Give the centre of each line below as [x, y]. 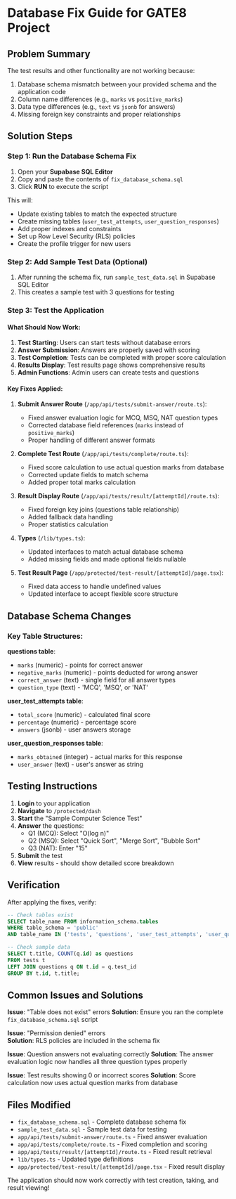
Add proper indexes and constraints [69, 228]
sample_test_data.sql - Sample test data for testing [92, 1129]
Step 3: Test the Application [56, 310]
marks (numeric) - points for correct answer [80, 665]
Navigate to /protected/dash [59, 810]
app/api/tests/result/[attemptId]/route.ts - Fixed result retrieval [114, 1152]
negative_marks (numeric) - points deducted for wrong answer [107, 672]
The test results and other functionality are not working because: [101, 71]
